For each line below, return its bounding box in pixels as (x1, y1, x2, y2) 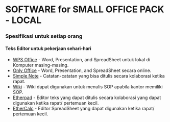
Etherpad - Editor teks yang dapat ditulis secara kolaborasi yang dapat (12, 94, 161, 101)
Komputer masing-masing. (12, 62, 69, 68)
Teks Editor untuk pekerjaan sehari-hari (5, 45, 92, 52)
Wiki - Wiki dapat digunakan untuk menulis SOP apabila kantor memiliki (12, 84, 163, 90)
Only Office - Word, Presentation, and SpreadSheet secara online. (12, 67, 152, 74)
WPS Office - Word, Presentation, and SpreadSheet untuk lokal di (12, 57, 151, 63)
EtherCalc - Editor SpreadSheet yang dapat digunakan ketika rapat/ (12, 106, 155, 112)
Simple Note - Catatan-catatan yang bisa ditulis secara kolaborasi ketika (12, 73, 165, 79)
